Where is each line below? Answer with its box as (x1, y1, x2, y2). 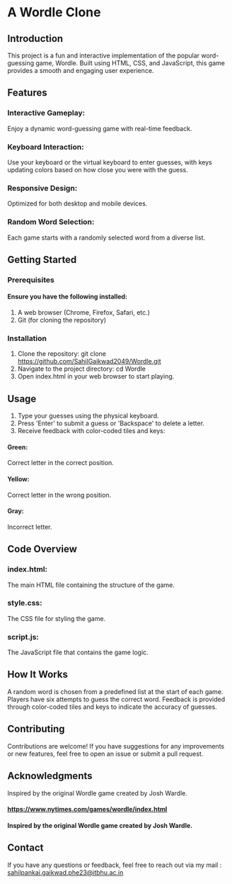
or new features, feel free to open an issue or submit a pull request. (7, 749, 204, 758)
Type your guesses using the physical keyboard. (17, 412, 159, 420)
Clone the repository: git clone (17, 349, 106, 358)
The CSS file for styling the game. (7, 614, 106, 622)
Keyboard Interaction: (7, 142, 84, 152)
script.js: (7, 632, 39, 642)
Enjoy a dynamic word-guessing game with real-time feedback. (7, 124, 192, 133)
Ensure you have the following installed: (7, 292, 128, 301)
